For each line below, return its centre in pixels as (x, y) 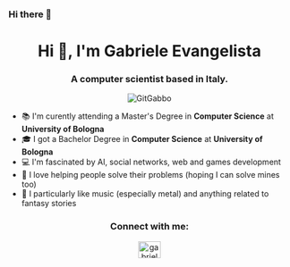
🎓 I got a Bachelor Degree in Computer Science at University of (142, 139)
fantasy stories (49, 204)
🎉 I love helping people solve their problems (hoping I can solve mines (150, 175)
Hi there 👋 (30, 14)
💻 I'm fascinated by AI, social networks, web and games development (151, 162)
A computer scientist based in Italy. (149, 79)
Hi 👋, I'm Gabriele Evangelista (149, 51)
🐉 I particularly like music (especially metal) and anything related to (145, 194)
